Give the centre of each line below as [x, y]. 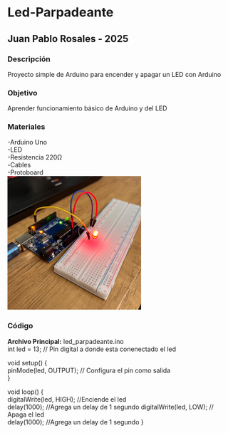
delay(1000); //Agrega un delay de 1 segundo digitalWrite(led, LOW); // [110, 407]
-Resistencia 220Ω [35, 157]
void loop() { [26, 392]
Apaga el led [26, 414]
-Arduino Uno [27, 142]
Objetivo [22, 93]
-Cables [19, 165]
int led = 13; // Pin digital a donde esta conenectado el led [92, 349]
